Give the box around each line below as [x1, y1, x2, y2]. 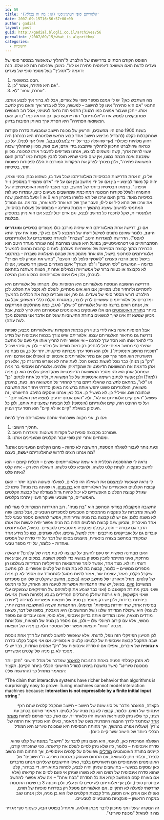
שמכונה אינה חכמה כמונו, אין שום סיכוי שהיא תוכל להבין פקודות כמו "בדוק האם [5, 153, 150, 159]
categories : [5, 39, 29, 44]
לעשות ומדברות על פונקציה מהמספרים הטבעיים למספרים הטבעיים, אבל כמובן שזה [5, 509, 157, 515]
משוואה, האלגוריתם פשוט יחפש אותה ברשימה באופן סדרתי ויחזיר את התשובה [5, 384, 147, 390]
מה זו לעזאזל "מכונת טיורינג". [105, 810, 159, 816]
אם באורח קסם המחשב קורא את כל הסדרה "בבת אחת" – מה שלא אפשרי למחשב [9, 774, 159, 780]
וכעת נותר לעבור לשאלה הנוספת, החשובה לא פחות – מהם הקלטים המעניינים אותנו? [5, 444, 159, 450]
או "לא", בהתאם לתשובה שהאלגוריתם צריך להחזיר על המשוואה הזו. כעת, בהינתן [5, 379, 152, 385]
